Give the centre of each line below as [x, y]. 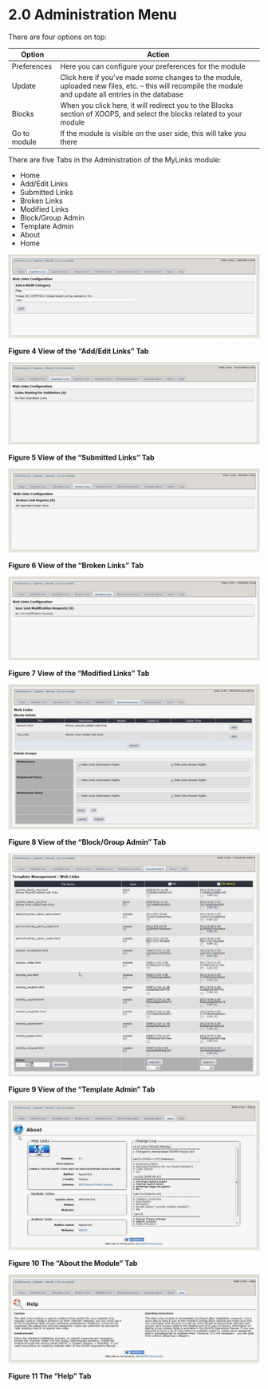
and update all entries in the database [121, 94]
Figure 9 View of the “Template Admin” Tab [82, 1089]
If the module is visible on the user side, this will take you [153, 133]
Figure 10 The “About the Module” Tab [73, 1263]
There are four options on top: [58, 37]
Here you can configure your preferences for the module [152, 66]
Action [158, 54]
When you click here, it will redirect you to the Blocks [146, 105]
